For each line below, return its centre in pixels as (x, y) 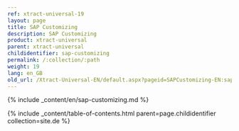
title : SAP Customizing (43, 27)
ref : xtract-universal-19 (46, 14)
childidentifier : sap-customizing (59, 54)
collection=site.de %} (39, 121)
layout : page (27, 21)
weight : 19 (23, 67)
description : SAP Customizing (52, 34)
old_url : (20, 80)
